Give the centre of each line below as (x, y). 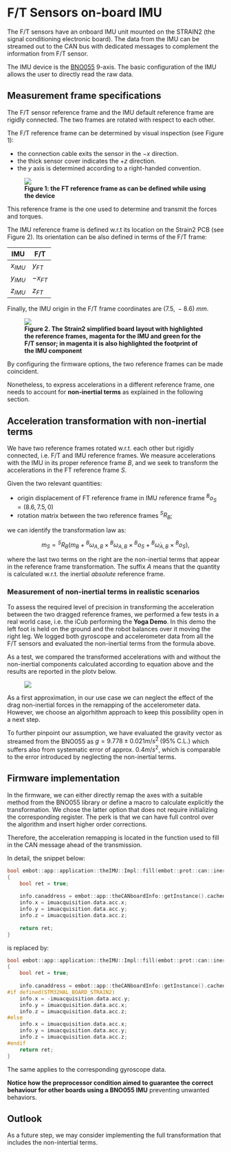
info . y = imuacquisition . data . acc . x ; (74, 1005)
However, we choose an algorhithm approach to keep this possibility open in (115, 712)
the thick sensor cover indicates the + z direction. (86, 161)
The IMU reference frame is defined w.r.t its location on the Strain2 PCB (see (115, 229)
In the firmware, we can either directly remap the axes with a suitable (105, 795)
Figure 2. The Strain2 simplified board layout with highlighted (114, 329)
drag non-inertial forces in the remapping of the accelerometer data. (104, 705)
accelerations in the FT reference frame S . (67, 470)
